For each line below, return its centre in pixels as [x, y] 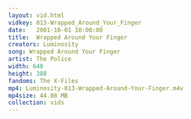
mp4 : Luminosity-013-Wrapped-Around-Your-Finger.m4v [96, 88]
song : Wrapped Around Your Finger [65, 52]
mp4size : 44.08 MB [38, 96]
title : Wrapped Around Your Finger [68, 37]
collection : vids [36, 103]
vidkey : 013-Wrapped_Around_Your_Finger [75, 23]
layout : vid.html [36, 15]
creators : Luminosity [43, 45]
